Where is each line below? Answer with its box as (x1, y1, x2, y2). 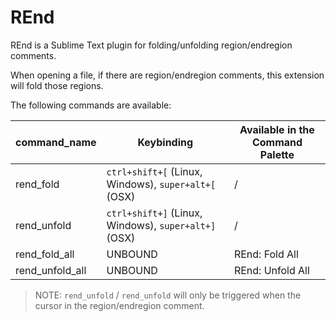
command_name (15, 135, 97, 149)
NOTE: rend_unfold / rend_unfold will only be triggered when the (34, 289, 302, 301)
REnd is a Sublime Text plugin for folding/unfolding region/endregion (10, 39, 293, 51)
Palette (259, 147, 295, 161)
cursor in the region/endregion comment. (34, 299, 205, 311)
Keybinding (137, 135, 194, 149)
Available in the (239, 122, 315, 136)
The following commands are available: (10, 99, 172, 111)
